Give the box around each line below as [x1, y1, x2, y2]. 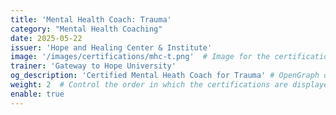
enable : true [10, 89, 65, 99]
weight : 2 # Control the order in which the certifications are [10, 80, 288, 90]
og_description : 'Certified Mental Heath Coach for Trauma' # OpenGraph [10, 71, 320, 81]
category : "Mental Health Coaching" [10, 24, 163, 34]
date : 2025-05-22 [10, 33, 83, 43]
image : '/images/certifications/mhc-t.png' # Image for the [10, 52, 271, 62]
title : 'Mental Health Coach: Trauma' [10, 14, 172, 25]
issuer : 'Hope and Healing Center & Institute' [10, 42, 213, 53]
